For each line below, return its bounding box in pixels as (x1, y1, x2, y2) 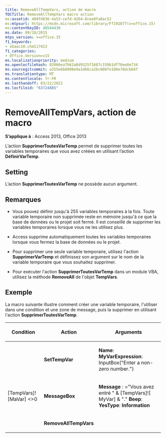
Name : (98, 347, 115, 353)
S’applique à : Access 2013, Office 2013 (5, 133, 86, 139)
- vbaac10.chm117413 (5, 44, 48, 49)
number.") (110, 365, 134, 372)
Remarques (5, 195, 41, 204)
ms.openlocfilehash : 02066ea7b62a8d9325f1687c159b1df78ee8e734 (5, 62, 138, 67)
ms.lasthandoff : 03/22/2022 (5, 81, 63, 86)
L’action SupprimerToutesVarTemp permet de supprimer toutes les (5, 143, 142, 149)
